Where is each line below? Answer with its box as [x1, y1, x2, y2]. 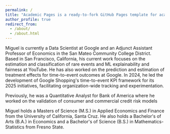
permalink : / [5, 7, 33, 13]
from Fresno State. [25, 124, 65, 130]
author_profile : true [5, 17, 51, 22]
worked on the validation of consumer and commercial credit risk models [5, 98, 158, 104]
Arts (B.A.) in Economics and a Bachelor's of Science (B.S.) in [5, 119, 134, 124]
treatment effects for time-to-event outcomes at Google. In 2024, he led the [5, 72, 163, 78]
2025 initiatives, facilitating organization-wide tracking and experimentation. [5, 83, 164, 89]
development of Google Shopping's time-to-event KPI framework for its [5, 77, 154, 83]
